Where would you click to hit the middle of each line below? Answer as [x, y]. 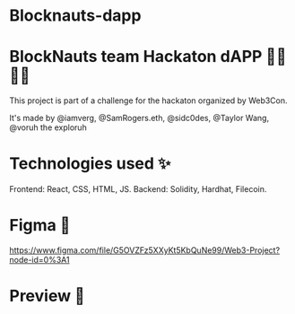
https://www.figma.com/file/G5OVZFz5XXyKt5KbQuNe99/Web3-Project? [145, 250]
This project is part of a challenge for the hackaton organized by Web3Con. [149, 100]
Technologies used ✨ [90, 164]
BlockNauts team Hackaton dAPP [136, 57]
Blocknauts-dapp [75, 16]
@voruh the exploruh [48, 127]
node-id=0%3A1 [39, 260]
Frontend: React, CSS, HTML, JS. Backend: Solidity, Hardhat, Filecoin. [138, 189]
